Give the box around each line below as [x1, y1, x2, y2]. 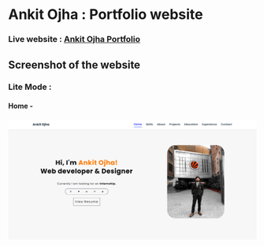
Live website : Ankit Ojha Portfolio [8, 34, 140, 45]
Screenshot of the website [8, 58, 140, 72]
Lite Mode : [8, 81, 52, 92]
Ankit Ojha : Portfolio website [8, 6, 203, 24]
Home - [8, 101, 34, 111]
